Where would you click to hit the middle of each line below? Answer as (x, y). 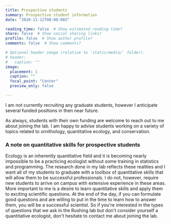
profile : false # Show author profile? (49, 39)
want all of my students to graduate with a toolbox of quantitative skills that (84, 172)
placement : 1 (24, 72)
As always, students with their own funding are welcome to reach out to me (85, 120)
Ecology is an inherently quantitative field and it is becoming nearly (76, 156)
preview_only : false (32, 86)
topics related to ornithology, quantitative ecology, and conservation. (78, 131)
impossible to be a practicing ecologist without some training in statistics (82, 161)
